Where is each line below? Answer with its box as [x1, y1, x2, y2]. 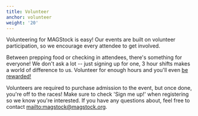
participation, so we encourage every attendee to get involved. [6, 42, 160, 49]
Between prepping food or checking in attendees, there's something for [6, 54, 182, 61]
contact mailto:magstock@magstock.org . [6, 104, 107, 111]
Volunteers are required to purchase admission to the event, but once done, [6, 84, 192, 92]
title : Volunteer [6, 8, 49, 15]
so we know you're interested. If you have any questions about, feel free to [6, 97, 190, 104]
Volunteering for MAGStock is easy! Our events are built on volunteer [6, 36, 176, 43]
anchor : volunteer [6, 14, 52, 20]
